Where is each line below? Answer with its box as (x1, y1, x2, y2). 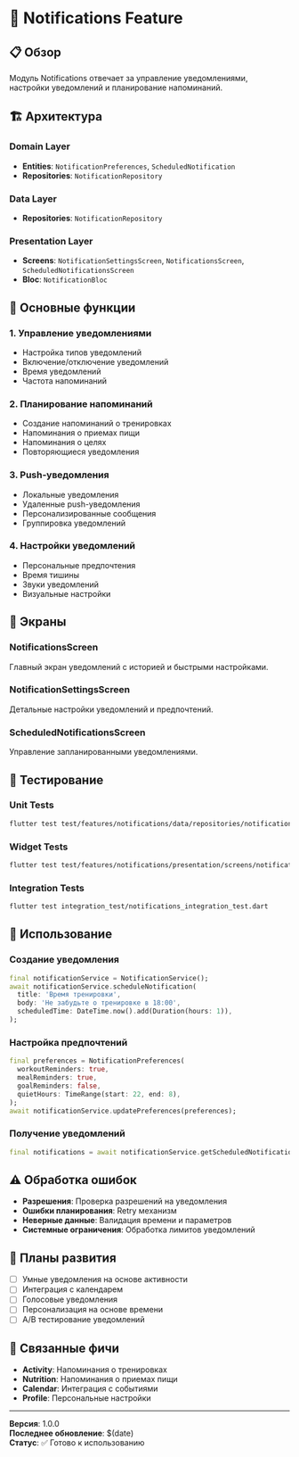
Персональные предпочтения (21, 559, 136, 570)
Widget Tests (9, 840, 69, 853)
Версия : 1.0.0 (9, 1419, 60, 1429)
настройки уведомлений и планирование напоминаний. (9, 82, 223, 93)
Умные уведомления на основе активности (21, 1274, 189, 1285)
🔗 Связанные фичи (9, 1340, 120, 1355)
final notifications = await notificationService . (9, 1147, 201, 1156)
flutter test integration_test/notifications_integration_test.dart (9, 902, 269, 911)
